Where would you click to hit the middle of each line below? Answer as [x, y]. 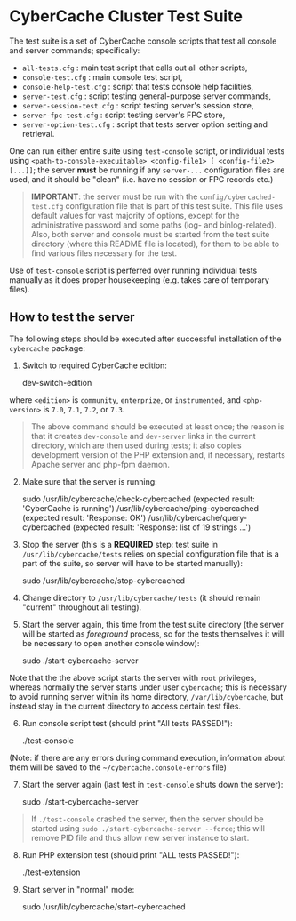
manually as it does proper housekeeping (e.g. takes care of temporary [139, 280]
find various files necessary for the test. [104, 253]
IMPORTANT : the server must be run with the [114, 196]
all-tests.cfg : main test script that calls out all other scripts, [135, 68]
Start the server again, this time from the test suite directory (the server [153, 624]
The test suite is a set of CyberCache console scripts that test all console [143, 41]
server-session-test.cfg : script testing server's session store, [138, 105]
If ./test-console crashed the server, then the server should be [147, 819]
